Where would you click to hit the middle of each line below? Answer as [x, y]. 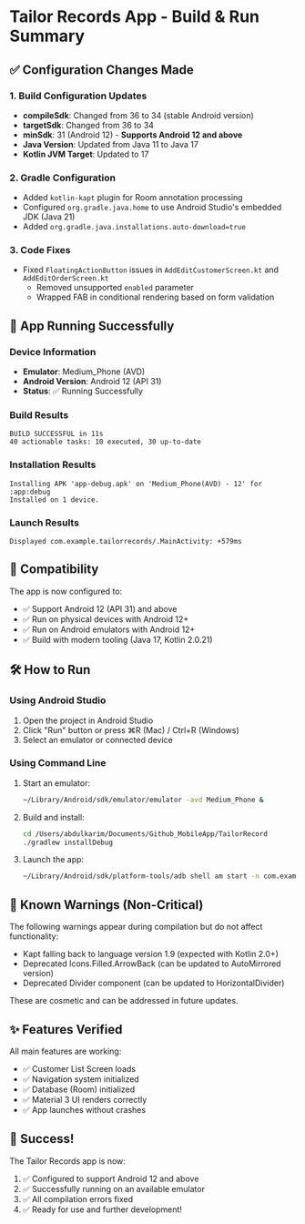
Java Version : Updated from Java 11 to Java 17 [110, 144]
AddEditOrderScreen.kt [66, 279]
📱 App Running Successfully [92, 326]
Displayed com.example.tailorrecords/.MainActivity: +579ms [126, 542]
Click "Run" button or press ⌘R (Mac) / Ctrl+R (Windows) [131, 729]
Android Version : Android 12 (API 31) [92, 382]
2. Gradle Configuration [63, 178]
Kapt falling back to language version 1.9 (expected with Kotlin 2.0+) [151, 954]
